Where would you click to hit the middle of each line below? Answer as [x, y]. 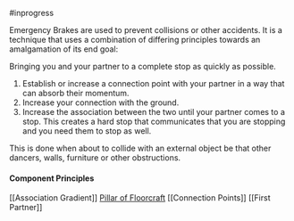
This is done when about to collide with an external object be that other [140, 148]
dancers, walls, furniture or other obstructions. [95, 158]
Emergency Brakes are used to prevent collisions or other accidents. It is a [146, 30]
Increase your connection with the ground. [101, 102]
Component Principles [52, 178]
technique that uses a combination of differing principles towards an [135, 40]
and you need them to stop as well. [87, 131]
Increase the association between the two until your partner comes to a [154, 112]
